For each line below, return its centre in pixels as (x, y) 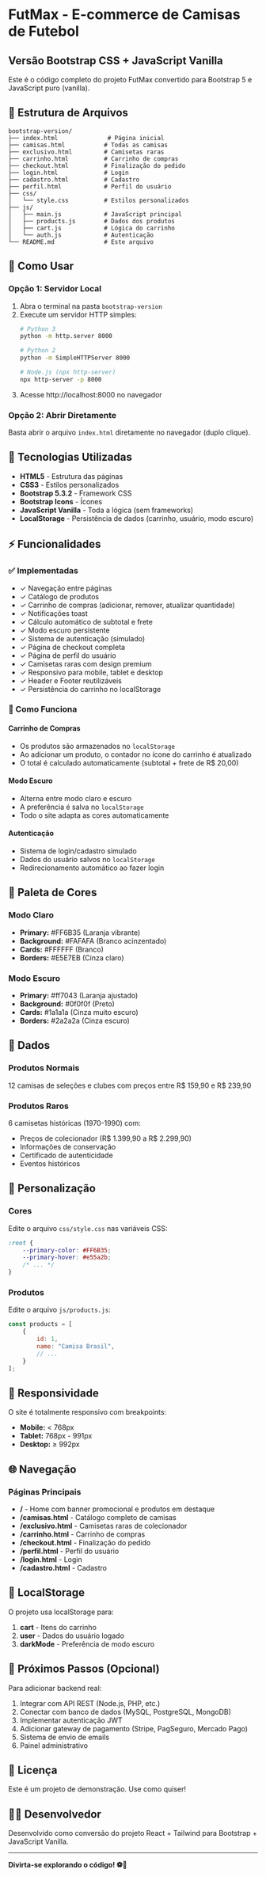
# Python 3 (38, 329)
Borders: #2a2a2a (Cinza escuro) (75, 1021)
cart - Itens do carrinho (58, 1627)
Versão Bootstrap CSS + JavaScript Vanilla (116, 61)
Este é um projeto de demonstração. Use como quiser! (97, 1789)
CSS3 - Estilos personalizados (69, 484)
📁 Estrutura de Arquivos (68, 113)
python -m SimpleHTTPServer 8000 (75, 358)
